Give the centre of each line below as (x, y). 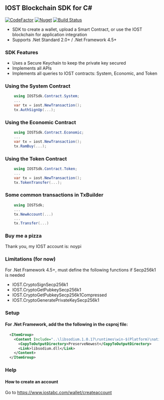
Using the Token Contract (36, 158)
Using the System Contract (38, 86)
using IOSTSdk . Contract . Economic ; (49, 133)
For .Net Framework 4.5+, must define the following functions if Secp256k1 (81, 270)
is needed (15, 275)
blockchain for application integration (50, 34)
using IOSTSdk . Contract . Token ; (46, 169)
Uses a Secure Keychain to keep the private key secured (69, 63)
